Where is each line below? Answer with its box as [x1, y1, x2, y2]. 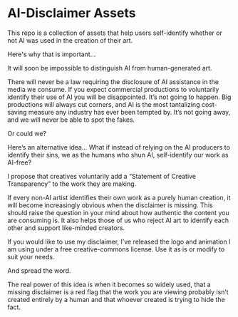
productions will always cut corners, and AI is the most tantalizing [7, 100, 200, 108]
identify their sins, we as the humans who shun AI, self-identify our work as [7, 150, 229, 159]
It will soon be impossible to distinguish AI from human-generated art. [7, 63, 212, 72]
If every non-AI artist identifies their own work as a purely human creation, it [7, 193, 231, 202]
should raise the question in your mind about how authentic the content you [7, 208, 229, 217]
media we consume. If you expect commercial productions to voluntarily [7, 85, 219, 93]
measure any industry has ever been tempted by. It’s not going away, [28, 108, 231, 116]
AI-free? [7, 158, 32, 167]
